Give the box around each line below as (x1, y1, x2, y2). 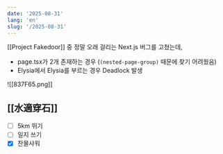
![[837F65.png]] (7, 80, 53, 89)
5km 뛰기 (17, 122, 43, 130)
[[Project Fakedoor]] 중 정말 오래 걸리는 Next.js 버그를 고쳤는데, (7, 43, 183, 51)
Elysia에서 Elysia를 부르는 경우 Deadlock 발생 (17, 67, 143, 75)
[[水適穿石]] (7, 102, 58, 114)
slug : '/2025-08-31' (7, 23, 67, 30)
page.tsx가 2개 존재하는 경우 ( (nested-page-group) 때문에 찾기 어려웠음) (17, 58, 217, 66)
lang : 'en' (7, 17, 39, 24)
